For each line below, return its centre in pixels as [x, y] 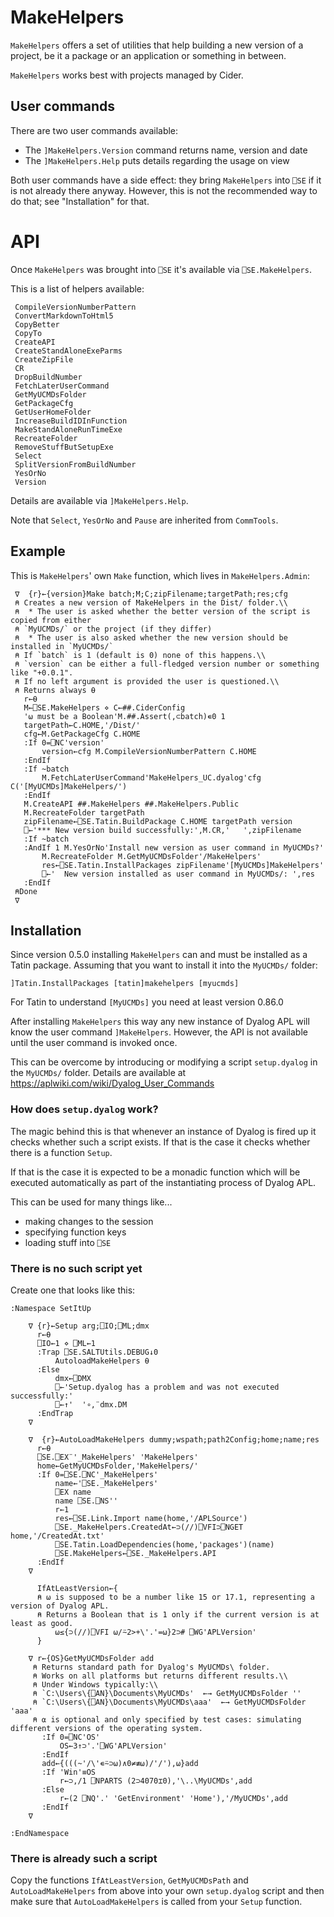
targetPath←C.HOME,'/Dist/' [82, 725]
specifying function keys [75, 1232]
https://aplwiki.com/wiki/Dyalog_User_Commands [112, 1083]
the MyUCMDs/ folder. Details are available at [98, 1073]
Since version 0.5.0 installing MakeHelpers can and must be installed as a [159, 955]
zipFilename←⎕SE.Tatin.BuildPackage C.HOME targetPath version [158, 821]
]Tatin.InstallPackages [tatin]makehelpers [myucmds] [125, 984]
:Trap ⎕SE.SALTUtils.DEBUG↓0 [97, 1352]
